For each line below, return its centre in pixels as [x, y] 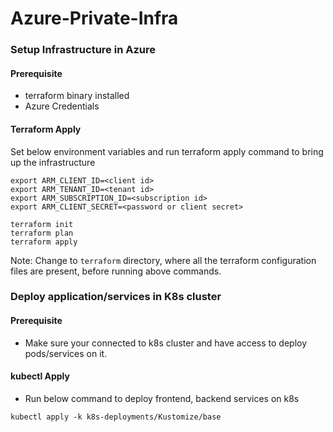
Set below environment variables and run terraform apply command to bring [167, 151]
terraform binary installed [77, 96]
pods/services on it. [66, 353]
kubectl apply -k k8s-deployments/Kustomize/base [116, 417]
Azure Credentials [62, 106]
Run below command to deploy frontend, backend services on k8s [162, 398]
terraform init [42, 224]
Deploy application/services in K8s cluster [116, 297]
